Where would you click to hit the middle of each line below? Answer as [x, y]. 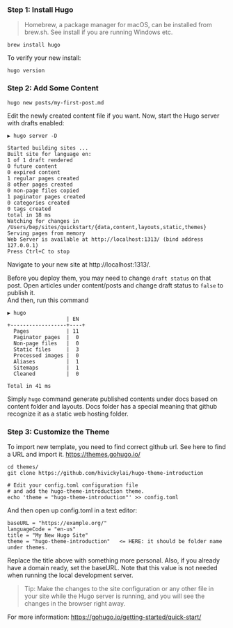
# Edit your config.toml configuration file [73, 485]
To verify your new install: [44, 58]
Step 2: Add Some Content [53, 88]
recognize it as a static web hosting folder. [68, 414]
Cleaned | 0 [46, 374]
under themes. [28, 547]
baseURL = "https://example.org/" [57, 523]
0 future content [32, 166]
